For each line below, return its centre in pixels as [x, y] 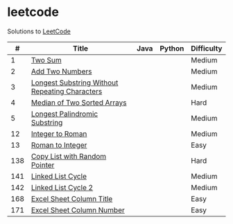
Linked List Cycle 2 [62, 187]
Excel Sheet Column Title [72, 198]
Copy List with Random [69, 156]
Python [172, 48]
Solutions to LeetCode [39, 31]
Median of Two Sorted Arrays [79, 103]
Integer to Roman [59, 134]
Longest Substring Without [75, 83]
